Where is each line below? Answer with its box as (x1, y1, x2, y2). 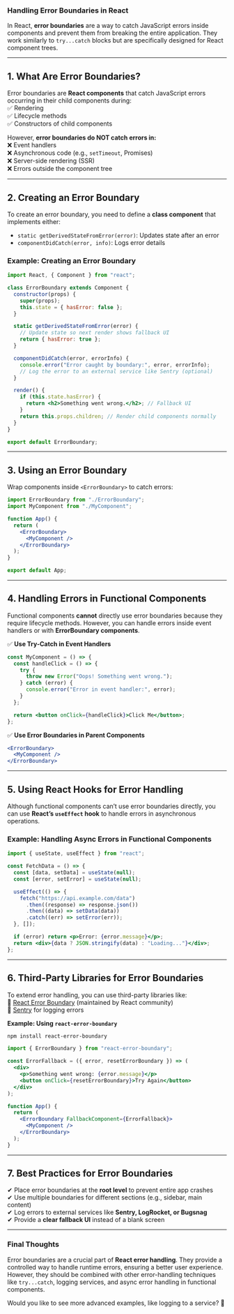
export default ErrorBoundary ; (7, 438, 98, 445)
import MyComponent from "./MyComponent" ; (7, 503, 132, 510)
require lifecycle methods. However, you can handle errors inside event (7, 618, 212, 627)
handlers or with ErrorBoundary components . (7, 626, 141, 634)
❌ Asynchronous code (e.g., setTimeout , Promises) (7, 149, 153, 157)
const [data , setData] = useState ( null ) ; (13, 869, 136, 876)
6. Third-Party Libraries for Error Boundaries (7, 972, 204, 984)
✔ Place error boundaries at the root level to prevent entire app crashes (7, 1186, 214, 1195)
